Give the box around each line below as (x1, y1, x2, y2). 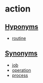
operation (11, 67, 31, 73)
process (11, 72, 28, 78)
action (5, 3, 31, 14)
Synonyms (5, 49, 38, 57)
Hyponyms (5, 23, 38, 31)
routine (11, 35, 26, 41)
